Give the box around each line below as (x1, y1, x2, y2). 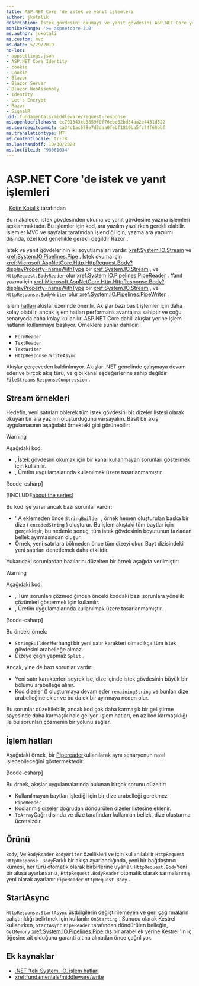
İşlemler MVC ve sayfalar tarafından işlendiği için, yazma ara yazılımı (6, 229, 174, 236)
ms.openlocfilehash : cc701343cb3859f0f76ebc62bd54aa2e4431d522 (6, 119, 166, 125)
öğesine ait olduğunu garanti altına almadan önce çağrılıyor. (6, 934, 152, 941)
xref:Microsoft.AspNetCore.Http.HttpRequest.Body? (6, 259, 133, 266)
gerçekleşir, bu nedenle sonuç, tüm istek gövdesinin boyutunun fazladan (14, 527, 192, 535)
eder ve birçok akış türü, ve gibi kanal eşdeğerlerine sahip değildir (6, 370, 168, 377)
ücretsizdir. (14, 818, 43, 825)
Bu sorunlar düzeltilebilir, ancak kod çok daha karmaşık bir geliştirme (6, 705, 174, 713)
